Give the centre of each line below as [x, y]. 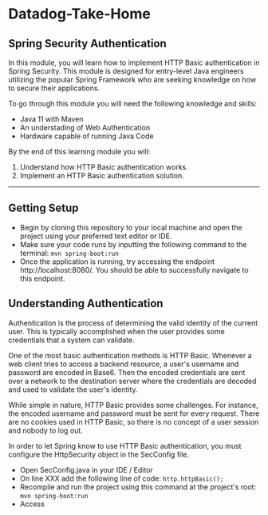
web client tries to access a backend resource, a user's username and [124, 364]
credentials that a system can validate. [71, 340]
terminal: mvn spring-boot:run [69, 253]
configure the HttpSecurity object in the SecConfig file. [99, 454]
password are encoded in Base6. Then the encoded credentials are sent [127, 372]
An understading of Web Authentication [85, 128]
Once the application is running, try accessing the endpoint [117, 261]
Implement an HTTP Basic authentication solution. [102, 176]
